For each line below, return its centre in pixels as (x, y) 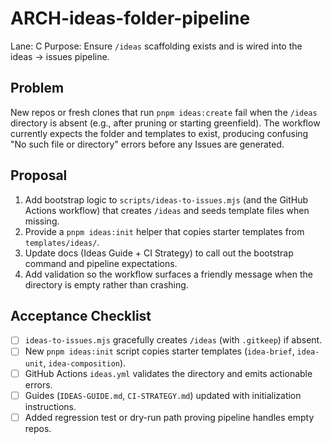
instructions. (50, 406)
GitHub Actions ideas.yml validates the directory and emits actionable (168, 373)
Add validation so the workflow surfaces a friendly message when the (168, 274)
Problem (37, 88)
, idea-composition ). (85, 363)
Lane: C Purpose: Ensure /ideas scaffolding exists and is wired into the (156, 46)
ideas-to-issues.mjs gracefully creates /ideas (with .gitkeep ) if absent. (173, 340)
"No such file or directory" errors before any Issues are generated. (147, 144)
